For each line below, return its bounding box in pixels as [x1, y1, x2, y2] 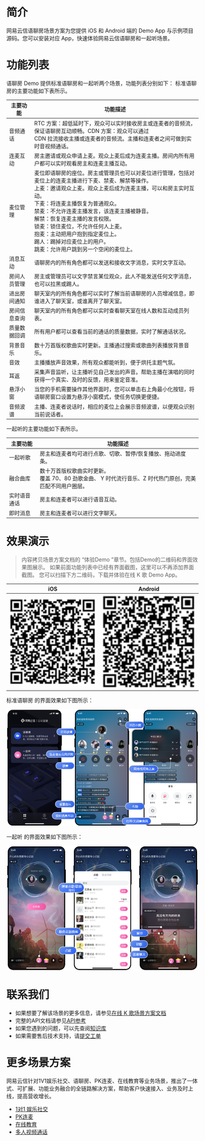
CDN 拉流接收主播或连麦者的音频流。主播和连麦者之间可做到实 [34, 135, 192, 142]
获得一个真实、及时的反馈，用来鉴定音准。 [34, 376, 142, 383]
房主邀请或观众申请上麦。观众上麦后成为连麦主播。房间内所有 [34, 152, 189, 159]
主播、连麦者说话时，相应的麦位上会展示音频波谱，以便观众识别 [34, 403, 195, 410]
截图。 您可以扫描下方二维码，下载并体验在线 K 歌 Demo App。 [21, 571, 181, 578]
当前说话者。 [34, 410, 67, 418]
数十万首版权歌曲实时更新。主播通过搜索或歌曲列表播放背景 [34, 341, 184, 348]
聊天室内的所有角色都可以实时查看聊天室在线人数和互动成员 [34, 307, 184, 314]
